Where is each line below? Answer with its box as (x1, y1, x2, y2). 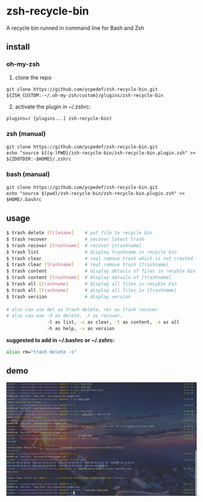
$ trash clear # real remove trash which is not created (6, 256, 193, 262)
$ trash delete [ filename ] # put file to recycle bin (6, 230, 153, 236)
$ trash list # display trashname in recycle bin (6, 249, 177, 255)
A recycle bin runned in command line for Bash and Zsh (6, 24, 144, 31)
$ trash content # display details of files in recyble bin (6, 268, 196, 274)
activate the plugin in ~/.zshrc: (14, 103, 91, 110)
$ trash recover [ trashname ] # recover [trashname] (6, 242, 142, 249)
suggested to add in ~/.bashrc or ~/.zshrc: (6, 337, 115, 344)
